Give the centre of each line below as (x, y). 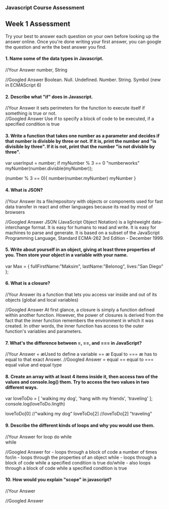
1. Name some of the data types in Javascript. (55, 59)
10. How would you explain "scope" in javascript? (58, 480)
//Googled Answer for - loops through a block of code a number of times (81, 452)
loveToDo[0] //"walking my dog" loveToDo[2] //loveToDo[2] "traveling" (79, 414)
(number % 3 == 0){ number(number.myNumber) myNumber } (71, 178)
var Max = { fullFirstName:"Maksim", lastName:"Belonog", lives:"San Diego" (84, 266)
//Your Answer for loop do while (39, 437)
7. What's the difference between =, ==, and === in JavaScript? (74, 343)
